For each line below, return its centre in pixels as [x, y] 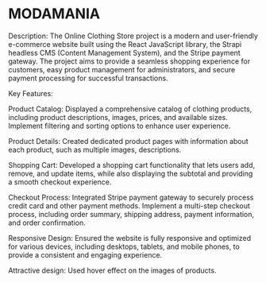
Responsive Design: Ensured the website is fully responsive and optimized [130, 238]
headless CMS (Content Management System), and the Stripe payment [124, 52]
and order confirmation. [47, 223]
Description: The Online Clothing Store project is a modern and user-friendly [133, 36]
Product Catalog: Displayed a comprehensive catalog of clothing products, [130, 109]
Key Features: [31, 93]
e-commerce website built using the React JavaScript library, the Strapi [125, 44]
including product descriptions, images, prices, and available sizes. [118, 117]
